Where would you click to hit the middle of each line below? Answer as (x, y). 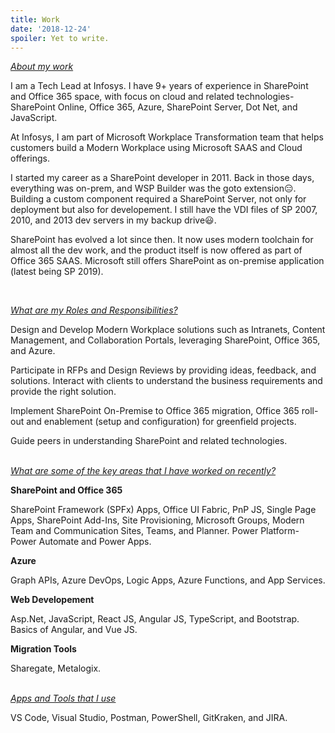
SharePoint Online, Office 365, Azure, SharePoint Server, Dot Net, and (154, 107)
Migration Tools (43, 649)
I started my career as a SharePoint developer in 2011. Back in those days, (162, 178)
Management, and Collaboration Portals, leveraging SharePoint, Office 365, (165, 340)
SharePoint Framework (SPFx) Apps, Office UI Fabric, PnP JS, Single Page (163, 510)
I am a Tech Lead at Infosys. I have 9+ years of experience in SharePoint (159, 86)
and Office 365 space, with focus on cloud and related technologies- (152, 97)
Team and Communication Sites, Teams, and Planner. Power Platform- (155, 531)
